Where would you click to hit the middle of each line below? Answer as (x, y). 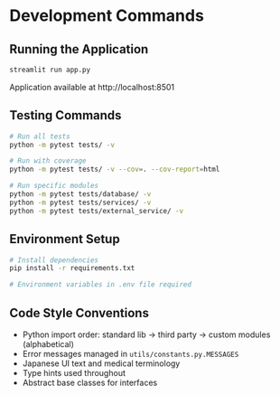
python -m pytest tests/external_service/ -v (96, 211)
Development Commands (107, 16)
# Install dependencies (54, 260)
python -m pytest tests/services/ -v (80, 202)
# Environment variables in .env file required (101, 285)
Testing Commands (65, 115)
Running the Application (79, 49)
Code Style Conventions (79, 313)
